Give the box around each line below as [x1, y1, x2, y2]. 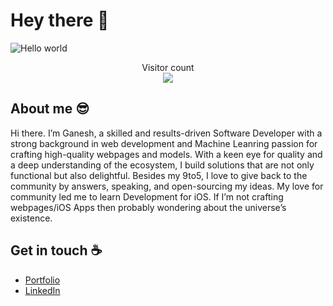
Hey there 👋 [10, 9, 110, 32]
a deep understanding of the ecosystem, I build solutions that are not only [10, 159, 315, 171]
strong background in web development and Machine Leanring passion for [10, 137, 318, 149]
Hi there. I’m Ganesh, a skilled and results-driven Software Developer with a [10, 127, 323, 139]
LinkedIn [24, 284, 61, 296]
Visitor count [141, 61, 195, 73]
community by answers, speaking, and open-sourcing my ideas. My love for [10, 180, 324, 192]
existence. [10, 212, 53, 224]
